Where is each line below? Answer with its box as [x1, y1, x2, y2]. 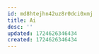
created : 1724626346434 [7, 36, 78, 43]
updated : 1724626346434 [7, 29, 78, 37]
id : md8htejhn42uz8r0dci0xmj [7, 10, 93, 18]
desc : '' [7, 23, 33, 30]
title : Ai [7, 17, 37, 24]
